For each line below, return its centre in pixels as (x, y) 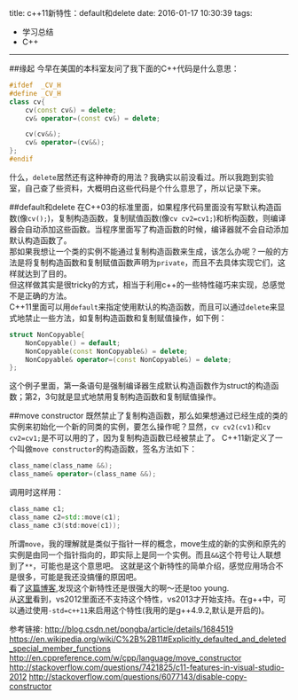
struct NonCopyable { (47, 334)
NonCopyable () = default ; (73, 343)
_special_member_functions (60, 648)
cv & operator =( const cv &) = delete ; (93, 118)
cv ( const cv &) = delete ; (71, 110)
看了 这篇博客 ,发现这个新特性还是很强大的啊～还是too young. (119, 587)
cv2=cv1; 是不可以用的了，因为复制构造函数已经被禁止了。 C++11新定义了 (142, 438)
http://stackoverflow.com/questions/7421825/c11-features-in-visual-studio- (147, 667)
